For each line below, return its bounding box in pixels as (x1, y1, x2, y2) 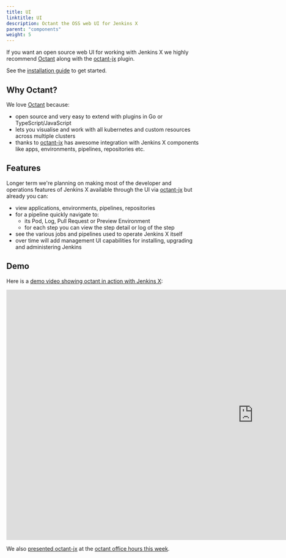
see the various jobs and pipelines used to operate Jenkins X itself (15, 230, 183, 238)
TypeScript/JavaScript (15, 119, 71, 126)
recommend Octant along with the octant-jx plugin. (6, 55, 135, 62)
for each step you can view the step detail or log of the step (24, 224, 175, 231)
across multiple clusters (15, 132, 76, 140)
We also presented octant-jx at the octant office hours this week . (6, 545, 170, 552)
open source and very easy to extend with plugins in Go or (15, 113, 163, 120)
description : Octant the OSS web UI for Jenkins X (6, 20, 138, 26)
